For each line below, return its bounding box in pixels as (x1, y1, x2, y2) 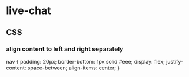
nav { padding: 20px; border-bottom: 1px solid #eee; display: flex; (6, 58, 165, 65)
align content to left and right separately (6, 45, 124, 53)
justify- (165, 58, 184, 65)
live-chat (6, 4, 51, 17)
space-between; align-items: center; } (27, 64, 120, 71)
